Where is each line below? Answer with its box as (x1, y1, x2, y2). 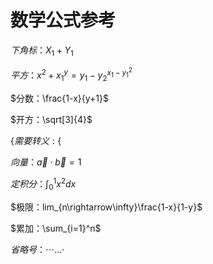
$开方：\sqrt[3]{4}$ (10, 114, 93, 126)
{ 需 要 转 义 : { (10, 135, 62, 147)
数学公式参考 (10, 9, 117, 32)
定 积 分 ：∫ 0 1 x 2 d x (10, 176, 77, 192)
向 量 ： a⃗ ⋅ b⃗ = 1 (10, 156, 82, 168)
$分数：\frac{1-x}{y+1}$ (10, 92, 109, 105)
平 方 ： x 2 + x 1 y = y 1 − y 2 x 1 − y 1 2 (10, 66, 133, 84)
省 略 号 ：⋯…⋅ (10, 243, 65, 255)
